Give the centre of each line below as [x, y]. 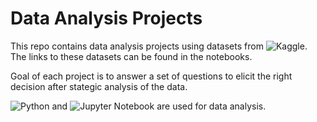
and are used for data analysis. [159, 106]
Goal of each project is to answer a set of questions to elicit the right [151, 76]
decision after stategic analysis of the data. [99, 86]
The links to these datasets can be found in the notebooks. [131, 56]
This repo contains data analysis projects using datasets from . [159, 46]
